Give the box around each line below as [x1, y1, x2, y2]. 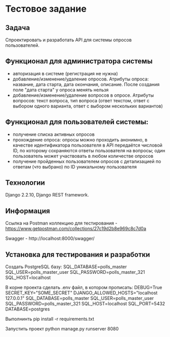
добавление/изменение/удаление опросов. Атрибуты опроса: [12, 76, 149, 82]
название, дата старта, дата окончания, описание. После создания [12, 81, 160, 87]
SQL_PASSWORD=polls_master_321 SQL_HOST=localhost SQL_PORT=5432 [5, 301, 165, 307]
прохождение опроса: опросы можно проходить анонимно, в [12, 136, 148, 143]
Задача [5, 23, 30, 32]
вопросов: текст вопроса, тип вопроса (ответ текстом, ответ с [12, 97, 150, 103]
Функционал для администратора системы [5, 57, 153, 66]
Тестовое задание [5, 3, 87, 15]
